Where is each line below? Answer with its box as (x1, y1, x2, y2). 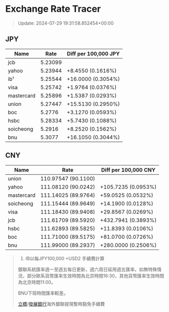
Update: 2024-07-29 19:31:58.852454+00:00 (17, 20, 114, 26)
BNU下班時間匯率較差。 (17, 290, 68, 296)
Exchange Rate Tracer (5, 3, 101, 15)
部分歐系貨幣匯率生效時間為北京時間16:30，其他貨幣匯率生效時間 (27, 273, 164, 279)
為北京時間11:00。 (17, 279, 56, 285)
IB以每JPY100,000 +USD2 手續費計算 (25, 255, 105, 261)
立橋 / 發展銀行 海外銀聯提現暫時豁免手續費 (17, 301, 105, 307)
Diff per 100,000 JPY (67, 50, 120, 57)
